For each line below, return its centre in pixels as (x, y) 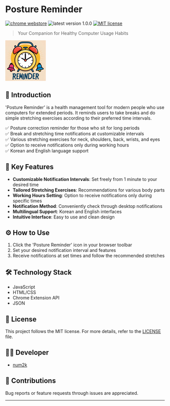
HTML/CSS (24, 292)
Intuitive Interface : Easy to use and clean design (63, 217)
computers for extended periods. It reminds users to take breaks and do (80, 113)
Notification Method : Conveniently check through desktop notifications (88, 206)
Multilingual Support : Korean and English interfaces (67, 211)
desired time (26, 184)
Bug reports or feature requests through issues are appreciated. (72, 393)
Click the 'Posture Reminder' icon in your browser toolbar (72, 245)
